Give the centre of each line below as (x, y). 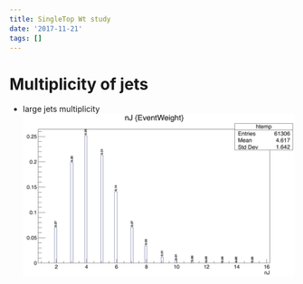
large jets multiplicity (61, 109)
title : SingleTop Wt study (60, 19)
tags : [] (26, 38)
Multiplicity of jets (79, 84)
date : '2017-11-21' (46, 28)
